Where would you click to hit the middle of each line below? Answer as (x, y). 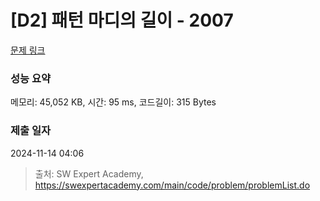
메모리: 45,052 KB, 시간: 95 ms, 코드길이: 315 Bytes (113, 102)
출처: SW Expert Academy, (89, 173)
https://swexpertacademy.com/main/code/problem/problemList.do (172, 185)
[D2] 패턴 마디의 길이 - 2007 (122, 20)
